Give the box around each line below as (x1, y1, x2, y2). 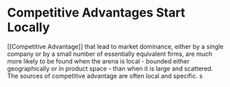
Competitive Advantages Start (7, 5, 185, 21)
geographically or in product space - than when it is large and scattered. (7, 64, 213, 72)
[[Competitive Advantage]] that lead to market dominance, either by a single (7, 42, 224, 50)
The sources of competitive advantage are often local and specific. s (7, 71, 203, 80)
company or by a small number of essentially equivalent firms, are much (7, 50, 213, 58)
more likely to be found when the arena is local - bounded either (7, 57, 190, 65)
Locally (7, 19, 50, 35)
